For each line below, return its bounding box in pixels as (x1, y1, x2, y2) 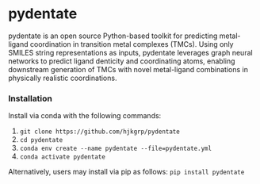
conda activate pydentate (19, 153, 105, 161)
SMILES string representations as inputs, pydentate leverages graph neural (8, 48, 253, 57)
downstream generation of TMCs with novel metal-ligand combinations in (8, 64, 248, 74)
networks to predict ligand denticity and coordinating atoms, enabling (8, 56, 235, 66)
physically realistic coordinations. (8, 73, 117, 82)
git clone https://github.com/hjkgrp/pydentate (19, 128, 180, 136)
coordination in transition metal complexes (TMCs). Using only (30, 39, 234, 48)
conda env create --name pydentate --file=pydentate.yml (19, 144, 212, 153)
